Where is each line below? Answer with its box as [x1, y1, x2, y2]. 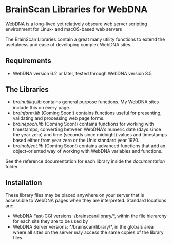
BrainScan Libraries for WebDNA [5, 4, 148, 15]
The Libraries [5, 85, 49, 94]
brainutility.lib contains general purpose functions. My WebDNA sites [12, 99, 159, 105]
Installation [5, 178, 42, 187]
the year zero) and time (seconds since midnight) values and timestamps [12, 131, 167, 137]
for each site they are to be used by [12, 218, 88, 224]
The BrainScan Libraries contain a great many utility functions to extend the [5, 36, 165, 42]
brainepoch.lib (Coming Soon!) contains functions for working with [12, 120, 154, 127]
